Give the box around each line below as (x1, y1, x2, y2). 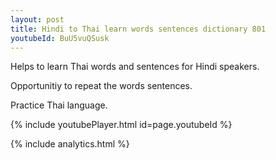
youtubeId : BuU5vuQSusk (10, 33, 110, 43)
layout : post (10, 14, 65, 25)
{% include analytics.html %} (10, 138, 130, 150)
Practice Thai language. (10, 99, 108, 111)
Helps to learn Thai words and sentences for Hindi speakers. (10, 61, 260, 73)
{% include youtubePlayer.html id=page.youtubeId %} (10, 119, 233, 131)
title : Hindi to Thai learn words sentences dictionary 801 (10, 24, 267, 34)
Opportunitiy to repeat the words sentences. (10, 80, 193, 92)
